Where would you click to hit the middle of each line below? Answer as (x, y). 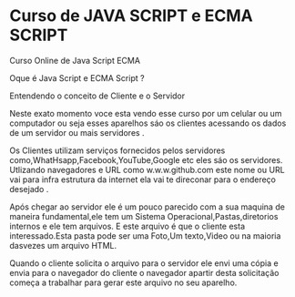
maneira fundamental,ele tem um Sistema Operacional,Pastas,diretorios (144, 216)
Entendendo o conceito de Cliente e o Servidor (97, 96)
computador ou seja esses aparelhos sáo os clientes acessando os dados (148, 123)
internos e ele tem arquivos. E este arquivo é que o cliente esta (127, 226)
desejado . (29, 189)
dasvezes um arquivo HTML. (63, 245)
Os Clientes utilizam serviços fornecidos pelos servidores (117, 150)
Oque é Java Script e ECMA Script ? (77, 77)
